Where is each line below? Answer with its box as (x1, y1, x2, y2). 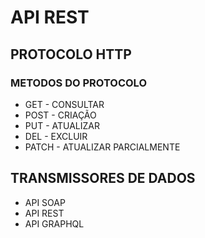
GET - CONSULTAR (24, 98, 105, 110)
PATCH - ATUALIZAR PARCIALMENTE (24, 141, 181, 153)
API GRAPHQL (24, 217, 85, 230)
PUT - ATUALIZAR (24, 119, 100, 131)
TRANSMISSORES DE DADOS (10, 170, 196, 187)
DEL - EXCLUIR (24, 130, 88, 142)
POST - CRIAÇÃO (24, 109, 97, 121)
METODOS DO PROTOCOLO (10, 76, 148, 90)
